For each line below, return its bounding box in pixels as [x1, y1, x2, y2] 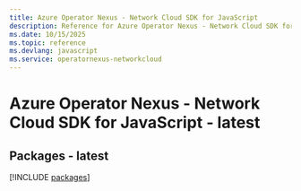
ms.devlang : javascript [9, 47, 99, 56]
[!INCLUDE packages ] [9, 172, 90, 182]
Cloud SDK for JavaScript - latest [9, 113, 261, 133]
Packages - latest [9, 148, 109, 163]
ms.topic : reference [9, 38, 87, 48]
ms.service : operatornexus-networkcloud [9, 55, 163, 64]
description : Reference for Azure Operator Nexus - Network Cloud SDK [9, 22, 279, 30]
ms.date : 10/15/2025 [9, 30, 87, 39]
